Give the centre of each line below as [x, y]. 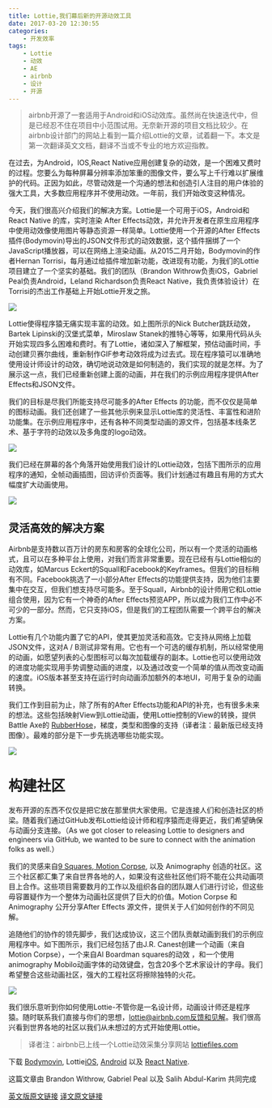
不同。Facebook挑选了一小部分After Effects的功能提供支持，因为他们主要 [138, 579]
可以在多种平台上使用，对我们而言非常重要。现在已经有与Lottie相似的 [145, 559]
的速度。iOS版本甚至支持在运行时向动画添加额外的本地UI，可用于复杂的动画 [135, 678]
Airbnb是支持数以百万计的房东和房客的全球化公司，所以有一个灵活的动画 [130, 549]
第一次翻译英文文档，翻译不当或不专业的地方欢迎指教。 [120, 146]
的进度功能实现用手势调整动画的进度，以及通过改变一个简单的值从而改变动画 [136, 667]
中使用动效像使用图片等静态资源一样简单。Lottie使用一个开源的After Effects [134, 231]
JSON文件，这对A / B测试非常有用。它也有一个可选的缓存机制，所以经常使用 [136, 647]
